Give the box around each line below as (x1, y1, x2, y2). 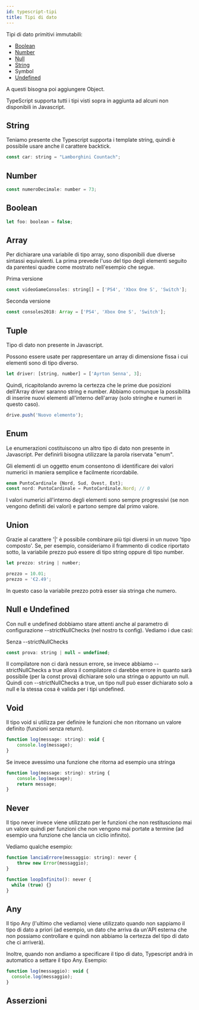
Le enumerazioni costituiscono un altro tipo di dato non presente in (6, 445, 170, 452)
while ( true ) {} (11, 882, 52, 888)
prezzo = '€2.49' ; (6, 576, 52, 582)
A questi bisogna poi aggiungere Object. (6, 85, 105, 92)
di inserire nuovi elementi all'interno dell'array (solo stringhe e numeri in (6, 394, 182, 401)
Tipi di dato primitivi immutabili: (6, 30, 83, 38)
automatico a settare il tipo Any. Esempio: (6, 957, 108, 964)
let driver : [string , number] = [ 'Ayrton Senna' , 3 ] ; (6, 371, 143, 377)
